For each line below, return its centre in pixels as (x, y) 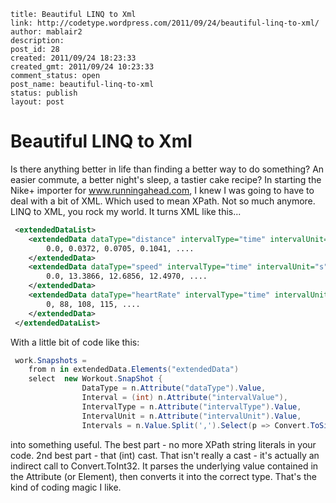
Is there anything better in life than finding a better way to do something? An (167, 169)
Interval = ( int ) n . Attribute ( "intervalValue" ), (184, 398)
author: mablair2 (46, 32)
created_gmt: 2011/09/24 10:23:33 (82, 67)
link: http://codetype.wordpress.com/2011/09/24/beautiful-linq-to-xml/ (165, 23)
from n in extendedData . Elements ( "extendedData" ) (134, 370)
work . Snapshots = (50, 360)
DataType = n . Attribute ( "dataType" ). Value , (174, 388)
